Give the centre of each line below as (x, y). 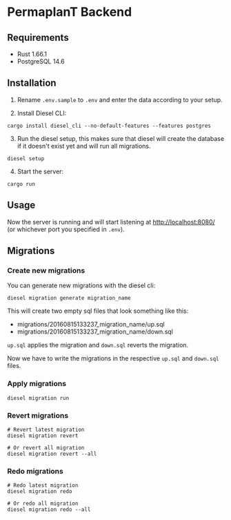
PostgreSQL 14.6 (41, 61)
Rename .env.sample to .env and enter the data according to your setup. (120, 99)
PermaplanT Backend (70, 12)
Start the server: (40, 171)
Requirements (38, 38)
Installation (32, 83)
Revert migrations (38, 415)
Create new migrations (46, 270)
